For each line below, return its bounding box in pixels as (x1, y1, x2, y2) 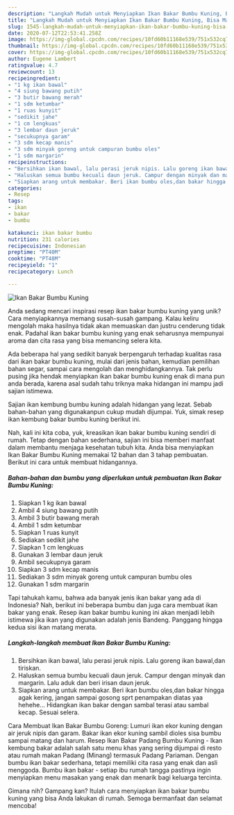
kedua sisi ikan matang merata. (8, 623, 97, 631)
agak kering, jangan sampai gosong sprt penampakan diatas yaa (17, 693, 203, 702)
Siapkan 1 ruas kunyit (17, 528, 79, 536)
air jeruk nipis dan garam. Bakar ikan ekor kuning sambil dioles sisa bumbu (8, 729, 222, 737)
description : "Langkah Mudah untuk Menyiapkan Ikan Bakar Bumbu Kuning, (8, 10, 223, 17)
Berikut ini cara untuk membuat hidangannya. (8, 458, 138, 466)
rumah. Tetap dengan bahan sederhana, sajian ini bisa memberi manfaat (8, 436, 215, 444)
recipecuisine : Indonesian (8, 242, 86, 249)
